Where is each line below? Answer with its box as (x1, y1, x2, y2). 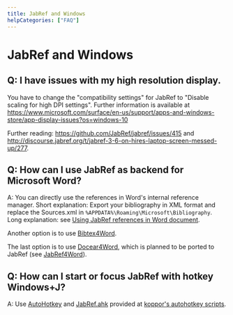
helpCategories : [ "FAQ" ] (7, 17, 80, 24)
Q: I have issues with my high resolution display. (7, 75, 221, 87)
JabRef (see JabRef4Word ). (7, 250, 87, 258)
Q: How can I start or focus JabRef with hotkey (7, 270, 214, 282)
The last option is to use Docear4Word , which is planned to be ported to (7, 242, 215, 251)
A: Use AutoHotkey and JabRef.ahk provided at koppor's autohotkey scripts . (7, 300, 227, 308)
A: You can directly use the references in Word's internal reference (7, 193, 199, 202)
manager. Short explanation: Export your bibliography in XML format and (7, 200, 216, 210)
